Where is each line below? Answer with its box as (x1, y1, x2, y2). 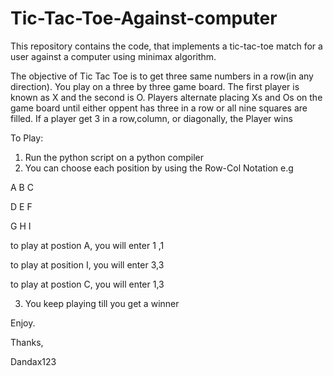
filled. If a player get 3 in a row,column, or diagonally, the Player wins (10, 112, 293, 124)
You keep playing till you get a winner (24, 297, 180, 309)
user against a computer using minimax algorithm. (10, 50, 217, 62)
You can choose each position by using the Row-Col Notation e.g (24, 162, 294, 174)
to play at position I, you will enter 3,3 (10, 258, 165, 271)
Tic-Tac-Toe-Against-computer (10, 7, 278, 30)
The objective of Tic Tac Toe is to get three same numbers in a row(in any (10, 70, 314, 82)
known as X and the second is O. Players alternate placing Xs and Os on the (10, 91, 323, 103)
